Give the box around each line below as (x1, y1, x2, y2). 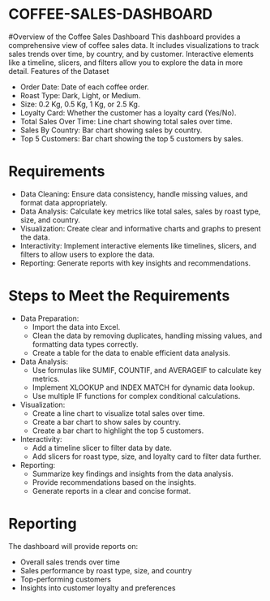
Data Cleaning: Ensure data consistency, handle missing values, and (19, 188, 249, 199)
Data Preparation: (19, 313, 79, 323)
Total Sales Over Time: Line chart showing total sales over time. (19, 116, 233, 126)
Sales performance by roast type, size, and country (19, 565, 192, 575)
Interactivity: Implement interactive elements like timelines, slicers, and (19, 240, 257, 250)
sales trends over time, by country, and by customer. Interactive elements (8, 49, 254, 58)
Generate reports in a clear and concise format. (32, 486, 191, 495)
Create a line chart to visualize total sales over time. (32, 408, 205, 418)
